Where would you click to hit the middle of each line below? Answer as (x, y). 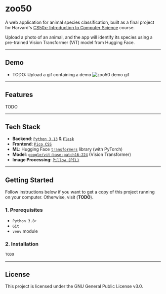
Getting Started (29, 180)
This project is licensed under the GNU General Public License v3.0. (74, 286)
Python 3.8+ (24, 221)
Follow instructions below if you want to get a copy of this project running (80, 192)
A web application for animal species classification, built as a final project (80, 22)
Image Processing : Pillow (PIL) (46, 160)
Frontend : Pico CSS (32, 144)
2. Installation (22, 244)
